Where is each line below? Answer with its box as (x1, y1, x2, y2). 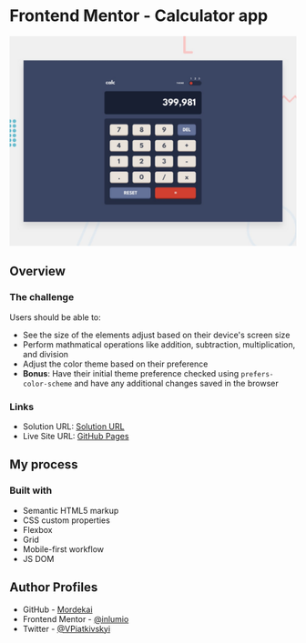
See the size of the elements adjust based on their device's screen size (22, 329, 291, 340)
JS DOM (22, 553, 55, 564)
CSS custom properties (22, 515, 111, 526)
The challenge (9, 291, 75, 304)
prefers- (240, 369, 274, 378)
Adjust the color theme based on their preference (22, 358, 209, 369)
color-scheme (22, 379, 73, 388)
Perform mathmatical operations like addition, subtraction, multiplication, (22, 338, 296, 350)
